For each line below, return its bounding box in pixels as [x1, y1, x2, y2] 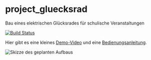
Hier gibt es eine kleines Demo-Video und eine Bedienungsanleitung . [5, 39, 147, 45]
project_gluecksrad [5, 3, 87, 15]
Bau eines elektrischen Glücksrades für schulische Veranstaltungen [5, 20, 145, 26]
